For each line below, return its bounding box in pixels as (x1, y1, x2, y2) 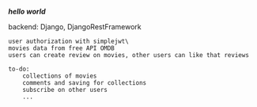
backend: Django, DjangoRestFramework (8, 22, 142, 31)
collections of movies (22, 72, 97, 80)
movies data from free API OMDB (8, 44, 115, 52)
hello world (8, 7, 46, 16)
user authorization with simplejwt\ (8, 37, 129, 45)
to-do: (8, 65, 30, 73)
